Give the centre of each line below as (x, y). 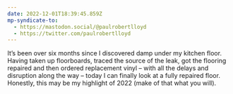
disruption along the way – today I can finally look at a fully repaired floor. (114, 76)
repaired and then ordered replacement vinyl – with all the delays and (108, 68)
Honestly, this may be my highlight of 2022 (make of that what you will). (112, 83)
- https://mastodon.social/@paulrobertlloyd (80, 27)
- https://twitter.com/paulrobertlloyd (72, 33)
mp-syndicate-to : (33, 20)
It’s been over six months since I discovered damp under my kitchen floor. (115, 53)
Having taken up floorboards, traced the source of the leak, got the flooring (117, 61)
